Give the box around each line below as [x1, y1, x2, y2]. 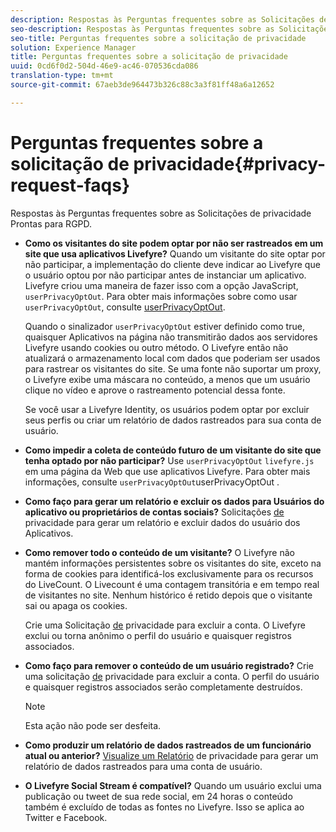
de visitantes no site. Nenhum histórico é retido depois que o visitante [24, 589, 313, 601]
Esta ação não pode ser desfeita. [24, 719, 162, 731]
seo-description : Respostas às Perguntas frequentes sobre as [10, 24, 275, 34]
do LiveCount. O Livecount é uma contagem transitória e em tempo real [24, 578, 320, 590]
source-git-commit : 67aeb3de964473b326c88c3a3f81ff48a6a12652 [10, 80, 275, 90]
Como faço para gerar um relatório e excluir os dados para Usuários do [24, 495, 325, 507]
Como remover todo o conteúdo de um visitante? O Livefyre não [24, 546, 295, 558]
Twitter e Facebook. [24, 811, 108, 823]
